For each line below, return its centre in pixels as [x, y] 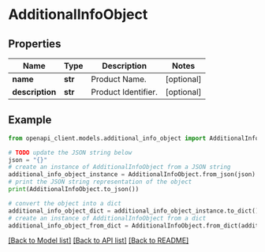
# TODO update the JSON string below [70, 152]
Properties [35, 44]
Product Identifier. [124, 92]
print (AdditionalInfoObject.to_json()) [74, 190]
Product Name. [119, 79]
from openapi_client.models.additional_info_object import [107, 138]
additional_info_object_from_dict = [68, 226]
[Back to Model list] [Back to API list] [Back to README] [99, 241]
